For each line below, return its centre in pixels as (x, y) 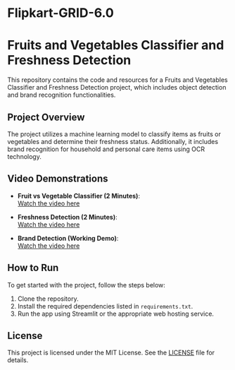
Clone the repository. (48, 299)
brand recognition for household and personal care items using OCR (106, 149)
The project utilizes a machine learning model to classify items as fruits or (114, 134)
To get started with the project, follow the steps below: (86, 285)
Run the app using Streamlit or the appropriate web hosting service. (116, 314)
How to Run (33, 268)
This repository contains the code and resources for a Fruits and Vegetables (118, 80)
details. (18, 360)
